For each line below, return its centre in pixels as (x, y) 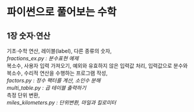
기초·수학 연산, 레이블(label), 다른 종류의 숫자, (59, 51)
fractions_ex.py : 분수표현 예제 (43, 58)
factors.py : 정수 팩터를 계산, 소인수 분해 (54, 80)
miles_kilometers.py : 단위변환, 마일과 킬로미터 (62, 103)
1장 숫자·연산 (29, 36)
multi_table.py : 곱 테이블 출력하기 (46, 88)
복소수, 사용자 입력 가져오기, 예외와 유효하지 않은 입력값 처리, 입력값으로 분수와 (97, 66)
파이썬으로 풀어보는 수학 (62, 12)
